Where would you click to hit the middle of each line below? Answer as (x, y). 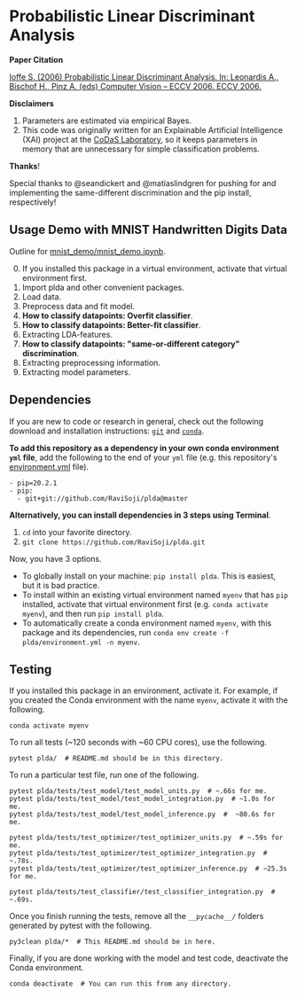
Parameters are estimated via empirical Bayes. (107, 121)
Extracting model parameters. (76, 372)
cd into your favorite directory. (77, 532)
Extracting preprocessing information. (91, 362)
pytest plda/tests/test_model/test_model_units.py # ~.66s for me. (138, 791)
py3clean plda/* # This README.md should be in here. (113, 942)
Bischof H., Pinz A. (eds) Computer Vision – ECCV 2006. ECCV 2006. (135, 86)
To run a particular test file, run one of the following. (104, 775)
